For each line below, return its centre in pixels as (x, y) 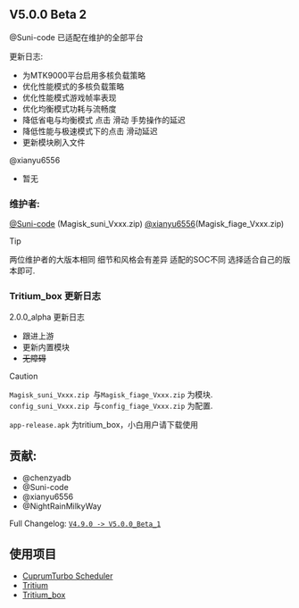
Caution (24, 376)
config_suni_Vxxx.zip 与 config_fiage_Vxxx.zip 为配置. (111, 406)
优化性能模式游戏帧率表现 (69, 97)
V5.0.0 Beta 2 (48, 15)
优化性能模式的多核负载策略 (73, 86)
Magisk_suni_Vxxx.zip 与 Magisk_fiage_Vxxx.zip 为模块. (111, 395)
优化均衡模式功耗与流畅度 (69, 108)
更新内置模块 (46, 347)
